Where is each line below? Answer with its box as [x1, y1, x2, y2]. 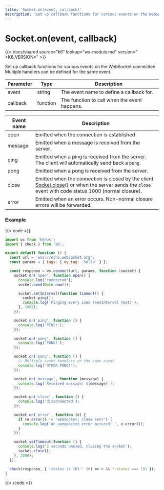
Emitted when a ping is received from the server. [35, 153, 146, 160]
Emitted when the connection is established [35, 131, 136, 138]
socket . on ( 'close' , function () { [14, 394, 84, 399]
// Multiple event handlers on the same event [18, 359, 115, 364]
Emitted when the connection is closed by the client [35, 175, 154, 182]
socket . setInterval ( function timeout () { [18, 291, 104, 296]
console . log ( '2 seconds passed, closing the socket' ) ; [18, 444, 132, 449]
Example [5, 217, 26, 223]
